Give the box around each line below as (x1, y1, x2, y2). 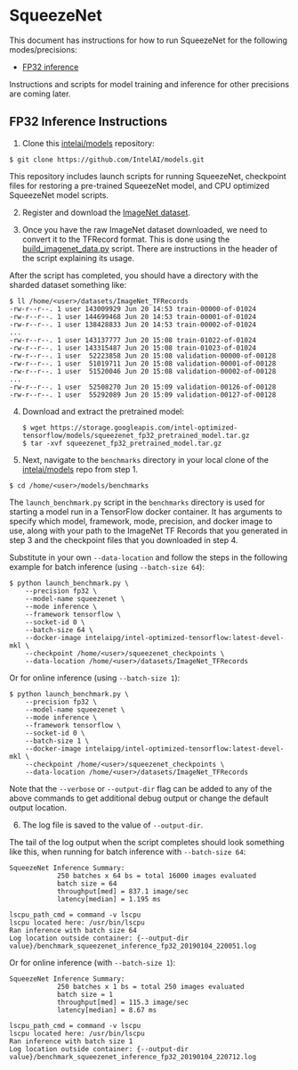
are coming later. (9, 88, 71, 99)
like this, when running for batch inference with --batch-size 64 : (9, 846, 246, 857)
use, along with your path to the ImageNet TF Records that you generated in (9, 525, 288, 536)
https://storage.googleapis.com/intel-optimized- (50, 423, 238, 432)
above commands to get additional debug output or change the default (9, 793, 269, 803)
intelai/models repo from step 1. (21, 464, 139, 474)
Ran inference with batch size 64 (9, 926, 138, 934)
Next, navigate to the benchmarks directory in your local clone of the (21, 454, 270, 465)
